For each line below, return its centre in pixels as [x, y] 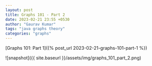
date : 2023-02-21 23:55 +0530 [38, 19]
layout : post [19, 10]
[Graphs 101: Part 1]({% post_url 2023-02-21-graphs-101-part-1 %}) [76, 48]
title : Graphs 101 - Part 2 [35, 15]
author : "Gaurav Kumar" [31, 24]
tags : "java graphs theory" [35, 29]
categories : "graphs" [28, 34]
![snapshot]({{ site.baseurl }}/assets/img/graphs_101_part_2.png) [73, 58]
